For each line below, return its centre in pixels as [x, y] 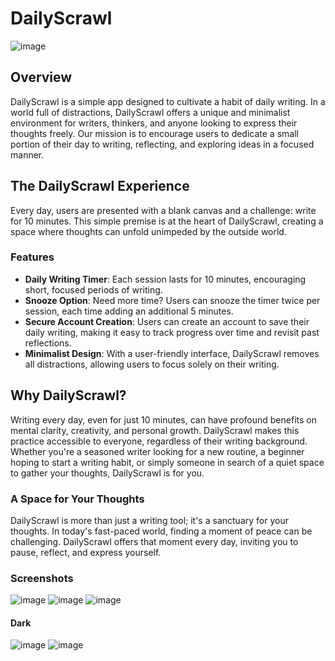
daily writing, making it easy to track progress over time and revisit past [172, 332]
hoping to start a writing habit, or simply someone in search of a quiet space [167, 462]
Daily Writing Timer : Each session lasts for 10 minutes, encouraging [165, 279]
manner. [27, 154]
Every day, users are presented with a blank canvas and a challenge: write [163, 210]
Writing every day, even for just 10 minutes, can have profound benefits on [163, 419]
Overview [41, 77]
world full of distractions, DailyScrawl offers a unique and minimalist [150, 112]
